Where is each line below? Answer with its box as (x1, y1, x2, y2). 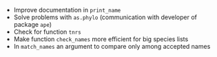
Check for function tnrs (13, 27, 81, 36)
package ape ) (13, 21, 52, 28)
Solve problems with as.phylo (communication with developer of (13, 13, 198, 21)
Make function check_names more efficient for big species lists (13, 35, 189, 43)
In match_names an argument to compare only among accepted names (13, 43, 211, 50)
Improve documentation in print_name (13, 6, 121, 14)
